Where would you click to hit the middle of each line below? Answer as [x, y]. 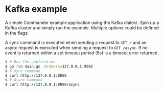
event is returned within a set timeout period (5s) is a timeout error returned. [82, 53]
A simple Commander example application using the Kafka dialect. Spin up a [82, 23]
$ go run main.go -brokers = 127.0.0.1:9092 [49, 66]
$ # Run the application [30, 62]
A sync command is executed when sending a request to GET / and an [76, 42]
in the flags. [17, 33]
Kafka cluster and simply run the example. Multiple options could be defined [82, 27]
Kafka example [36, 9]
